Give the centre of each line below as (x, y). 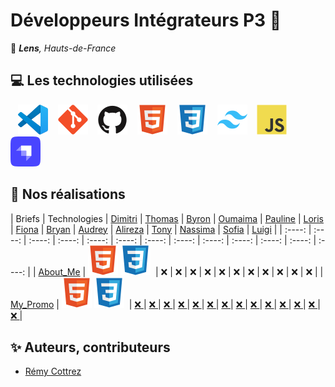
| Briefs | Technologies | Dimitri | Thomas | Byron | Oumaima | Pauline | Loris (167, 218)
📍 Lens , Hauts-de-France (63, 48)
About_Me (59, 271)
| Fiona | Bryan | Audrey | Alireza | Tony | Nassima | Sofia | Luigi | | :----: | (161, 229)
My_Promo (32, 304)
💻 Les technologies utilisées (102, 80)
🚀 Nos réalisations (68, 194)
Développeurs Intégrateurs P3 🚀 (146, 20)
